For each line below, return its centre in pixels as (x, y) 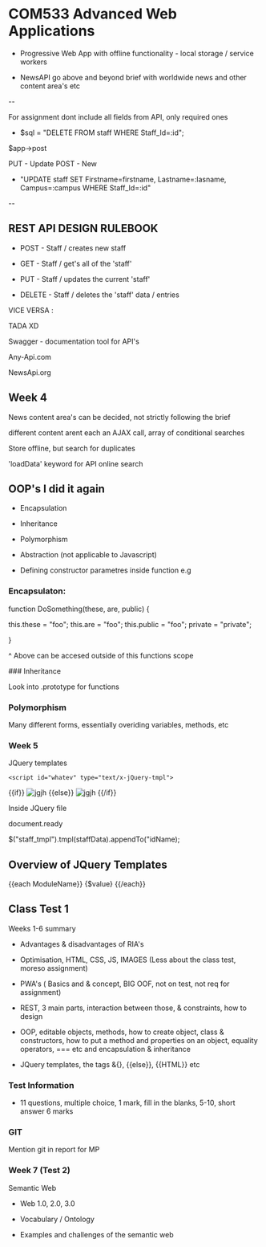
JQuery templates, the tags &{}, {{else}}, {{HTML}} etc (110, 1064)
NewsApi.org (30, 372)
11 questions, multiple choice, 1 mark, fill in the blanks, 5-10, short (127, 1103)
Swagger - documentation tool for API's (74, 341)
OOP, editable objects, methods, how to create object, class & (122, 1032)
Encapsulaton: (37, 591)
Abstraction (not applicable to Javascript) (89, 555)
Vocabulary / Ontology (57, 1219)
